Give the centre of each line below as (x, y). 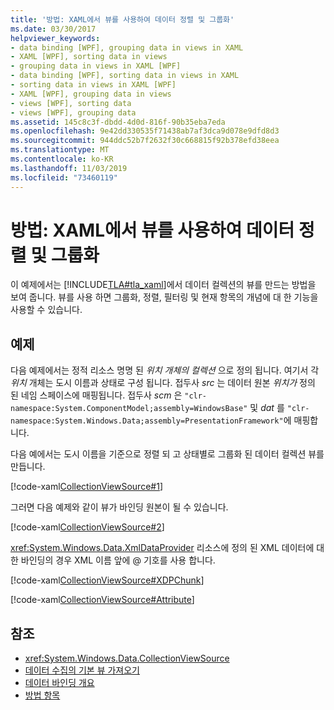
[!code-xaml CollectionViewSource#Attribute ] (102, 600)
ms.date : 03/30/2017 (53, 29)
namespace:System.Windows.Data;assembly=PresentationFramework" (147, 421)
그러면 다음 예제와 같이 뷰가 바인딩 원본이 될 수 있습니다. (119, 507)
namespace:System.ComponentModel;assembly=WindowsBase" (129, 409)
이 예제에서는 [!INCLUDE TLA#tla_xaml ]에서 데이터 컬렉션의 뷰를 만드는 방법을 (163, 285)
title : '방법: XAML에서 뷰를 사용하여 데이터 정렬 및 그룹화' (122, 19)
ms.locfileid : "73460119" (64, 177)
